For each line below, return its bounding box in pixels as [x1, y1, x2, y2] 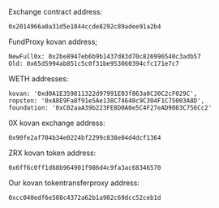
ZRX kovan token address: [8, 148, 97, 158]
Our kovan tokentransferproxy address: [8, 178, 140, 188]
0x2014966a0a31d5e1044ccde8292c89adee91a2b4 [8, 23, 161, 31]
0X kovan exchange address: [8, 118, 105, 128]
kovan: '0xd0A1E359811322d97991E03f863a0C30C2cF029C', [8, 89, 198, 97]
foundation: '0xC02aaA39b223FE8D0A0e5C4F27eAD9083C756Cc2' [8, 104, 213, 112]
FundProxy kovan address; [8, 37, 97, 46]
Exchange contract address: [8, 7, 103, 16]
